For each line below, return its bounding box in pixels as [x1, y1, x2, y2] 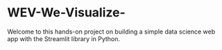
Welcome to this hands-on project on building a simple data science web [7, 27, 216, 36]
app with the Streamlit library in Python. [7, 34, 120, 42]
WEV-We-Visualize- [7, 5, 126, 21]
